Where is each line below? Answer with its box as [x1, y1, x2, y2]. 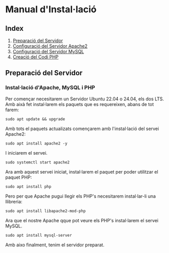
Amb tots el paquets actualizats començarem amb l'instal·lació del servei [5, 125, 159, 132]
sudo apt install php [5, 184, 52, 189]
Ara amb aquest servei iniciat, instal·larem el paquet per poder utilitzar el [5, 168, 159, 175]
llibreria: [5, 198, 23, 204]
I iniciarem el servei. [5, 150, 48, 156]
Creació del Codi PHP [12, 54, 59, 60]
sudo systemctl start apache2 [5, 160, 70, 165]
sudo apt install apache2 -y [5, 141, 68, 146]
